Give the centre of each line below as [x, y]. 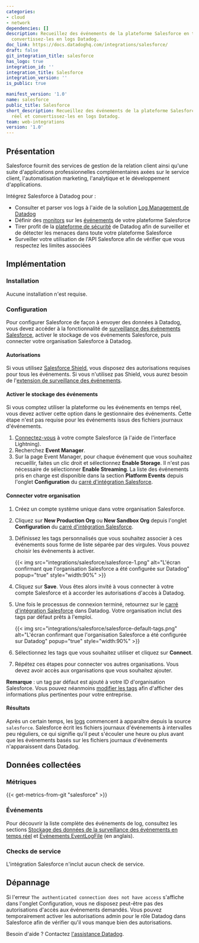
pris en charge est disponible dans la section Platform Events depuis [99, 476]
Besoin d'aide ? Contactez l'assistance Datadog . [65, 933]
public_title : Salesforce [38, 105]
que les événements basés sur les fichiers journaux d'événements [87, 740]
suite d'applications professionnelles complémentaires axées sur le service [98, 172]
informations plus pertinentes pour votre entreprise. [69, 694]
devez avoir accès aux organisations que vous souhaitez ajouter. [94, 670]
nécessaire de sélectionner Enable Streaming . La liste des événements [102, 469]
